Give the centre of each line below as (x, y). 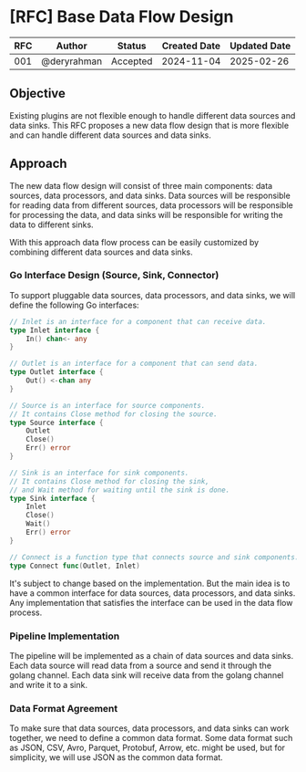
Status (132, 46)
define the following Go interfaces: (74, 305)
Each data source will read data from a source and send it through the (140, 665)
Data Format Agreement (64, 708)
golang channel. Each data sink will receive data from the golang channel (147, 675)
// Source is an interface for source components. (107, 405)
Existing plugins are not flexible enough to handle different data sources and (153, 115)
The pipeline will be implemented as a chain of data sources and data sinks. (152, 655)
